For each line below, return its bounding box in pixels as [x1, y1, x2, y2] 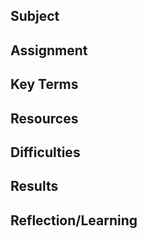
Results [10, 178, 59, 195]
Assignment [10, 42, 88, 59]
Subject [10, 8, 60, 25]
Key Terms [10, 76, 79, 93]
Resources [10, 110, 79, 127]
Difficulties [10, 144, 81, 161]
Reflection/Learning [10, 212, 138, 229]
